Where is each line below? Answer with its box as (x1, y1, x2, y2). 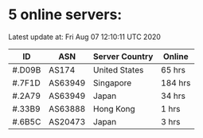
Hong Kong (92, 103, 135, 114)
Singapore (92, 77, 132, 89)
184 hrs (160, 77, 191, 89)
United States (92, 64, 144, 75)
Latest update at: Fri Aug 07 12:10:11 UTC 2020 (8, 32, 162, 41)
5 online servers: (8, 6, 123, 24)
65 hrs (160, 64, 185, 75)
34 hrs (160, 90, 185, 101)
